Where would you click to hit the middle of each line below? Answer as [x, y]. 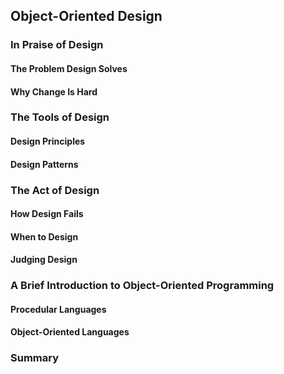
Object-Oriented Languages [70, 332]
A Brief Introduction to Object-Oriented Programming [142, 286]
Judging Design [44, 260]
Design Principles [48, 141]
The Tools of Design [60, 117]
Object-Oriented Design [86, 16]
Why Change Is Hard [54, 91]
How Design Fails [47, 214]
